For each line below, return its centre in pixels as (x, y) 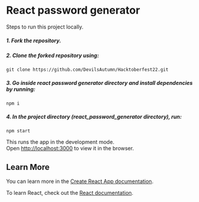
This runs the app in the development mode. (60, 142)
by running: (21, 89)
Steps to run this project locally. (45, 27)
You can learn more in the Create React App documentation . (80, 181)
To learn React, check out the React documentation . (70, 193)
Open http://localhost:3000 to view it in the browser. (70, 149)
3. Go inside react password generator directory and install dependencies (99, 83)
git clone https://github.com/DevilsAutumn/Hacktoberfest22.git (87, 70)
